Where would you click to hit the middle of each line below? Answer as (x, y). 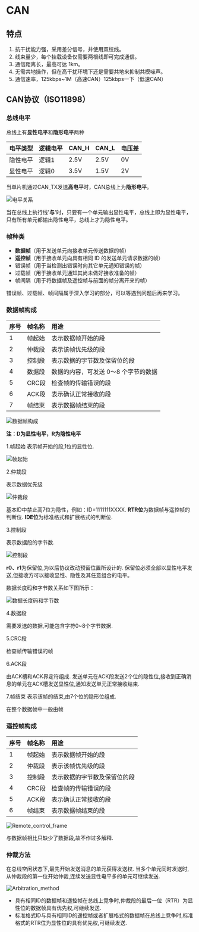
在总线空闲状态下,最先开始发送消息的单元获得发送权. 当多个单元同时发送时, (98, 869)
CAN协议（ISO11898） (48, 100)
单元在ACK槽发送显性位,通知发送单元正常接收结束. (78, 684)
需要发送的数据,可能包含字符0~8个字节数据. (59, 626)
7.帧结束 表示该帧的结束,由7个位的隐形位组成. (61, 697)
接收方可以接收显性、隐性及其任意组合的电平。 (75, 575)
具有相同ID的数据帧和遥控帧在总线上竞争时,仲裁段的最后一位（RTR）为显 (104, 900)
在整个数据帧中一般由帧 (35, 709)
